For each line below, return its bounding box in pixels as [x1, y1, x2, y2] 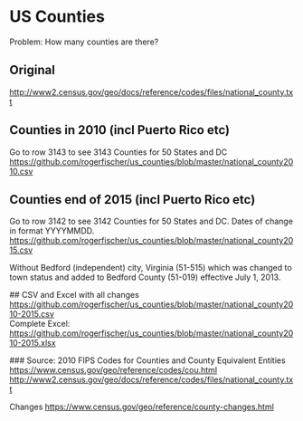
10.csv [9, 166, 33, 177]
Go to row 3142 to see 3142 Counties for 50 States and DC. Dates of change [9, 215, 294, 227]
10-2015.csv [9, 309, 54, 320]
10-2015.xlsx [9, 338, 56, 349]
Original [9, 62, 56, 78]
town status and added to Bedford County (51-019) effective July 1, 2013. [9, 272, 281, 282]
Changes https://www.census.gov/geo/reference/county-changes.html [9, 401, 274, 413]
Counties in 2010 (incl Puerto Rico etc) [9, 122, 231, 138]
